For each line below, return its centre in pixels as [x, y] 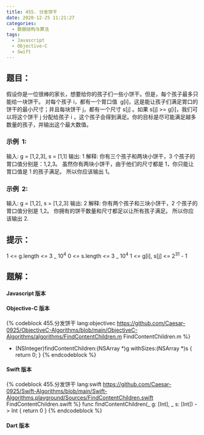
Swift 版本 [19, 370]
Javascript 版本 [26, 293]
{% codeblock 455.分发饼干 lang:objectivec [61, 323]
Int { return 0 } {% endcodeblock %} [57, 411]
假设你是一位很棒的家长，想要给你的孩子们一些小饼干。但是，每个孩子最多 [100, 94]
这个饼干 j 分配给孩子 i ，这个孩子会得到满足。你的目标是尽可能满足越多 [107, 117]
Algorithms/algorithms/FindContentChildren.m [64, 336]
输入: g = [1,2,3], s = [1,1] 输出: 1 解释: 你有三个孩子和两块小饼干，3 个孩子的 [101, 156]
